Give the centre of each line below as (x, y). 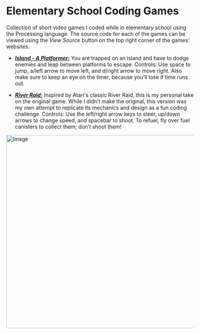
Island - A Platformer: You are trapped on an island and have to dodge (102, 58)
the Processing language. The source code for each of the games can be (96, 33)
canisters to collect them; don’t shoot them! (68, 126)
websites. (18, 47)
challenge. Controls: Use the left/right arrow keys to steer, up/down (97, 114)
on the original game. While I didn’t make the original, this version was (101, 101)
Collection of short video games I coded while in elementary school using (96, 27)
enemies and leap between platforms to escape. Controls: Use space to (103, 64)
